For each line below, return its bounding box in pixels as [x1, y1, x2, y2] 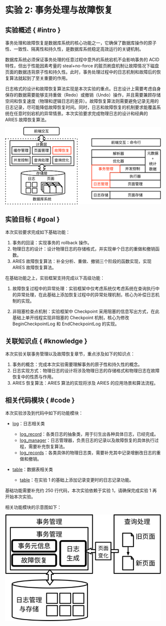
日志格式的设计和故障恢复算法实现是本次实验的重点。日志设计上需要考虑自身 [5, 86, 161, 92]
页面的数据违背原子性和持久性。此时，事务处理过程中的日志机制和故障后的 [5, 69, 157, 75]
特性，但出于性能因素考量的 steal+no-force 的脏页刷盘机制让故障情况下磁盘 [5, 63, 159, 68]
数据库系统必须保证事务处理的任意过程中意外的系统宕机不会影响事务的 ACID [5, 57, 160, 62]
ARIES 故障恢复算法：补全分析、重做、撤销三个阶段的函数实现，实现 [12, 258, 152, 264]
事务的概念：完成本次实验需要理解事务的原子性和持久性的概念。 [12, 361, 142, 367]
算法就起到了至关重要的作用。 [9, 75, 70, 81]
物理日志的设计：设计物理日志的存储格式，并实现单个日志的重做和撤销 [12, 246, 156, 252]
